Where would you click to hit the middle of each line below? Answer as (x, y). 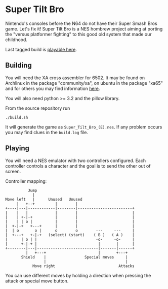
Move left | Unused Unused (44, 199)
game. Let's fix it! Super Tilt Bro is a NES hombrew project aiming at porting (84, 28)
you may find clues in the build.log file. (47, 132)
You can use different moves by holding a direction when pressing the (78, 275)
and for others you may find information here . (53, 88)
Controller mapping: (26, 181)
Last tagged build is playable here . (41, 49)
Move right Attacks (83, 266)
